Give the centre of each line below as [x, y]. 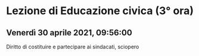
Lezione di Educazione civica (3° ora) [100, 11]
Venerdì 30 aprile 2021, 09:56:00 [69, 33]
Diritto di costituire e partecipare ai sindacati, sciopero [73, 47]
